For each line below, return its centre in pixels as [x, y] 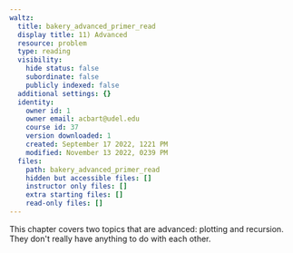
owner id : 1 [48, 111]
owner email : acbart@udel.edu [83, 119]
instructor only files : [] [77, 187]
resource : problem [53, 43]
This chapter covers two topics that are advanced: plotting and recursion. [146, 229]
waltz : [22, 18]
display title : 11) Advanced [73, 34]
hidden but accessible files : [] [89, 178]
